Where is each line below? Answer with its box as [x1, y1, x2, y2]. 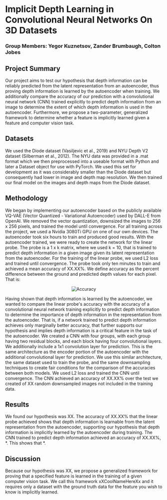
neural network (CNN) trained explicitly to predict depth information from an [5, 98, 161, 104]
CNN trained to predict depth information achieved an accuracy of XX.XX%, [5, 435, 161, 441]
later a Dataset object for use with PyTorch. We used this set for [5, 163, 136, 169]
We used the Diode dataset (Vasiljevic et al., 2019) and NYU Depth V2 [5, 147, 149, 153]
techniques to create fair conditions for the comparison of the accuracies [5, 365, 156, 371]
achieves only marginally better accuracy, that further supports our [5, 322, 143, 328]
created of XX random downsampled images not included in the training [5, 381, 153, 387]
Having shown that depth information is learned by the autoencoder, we [5, 296, 153, 302]
